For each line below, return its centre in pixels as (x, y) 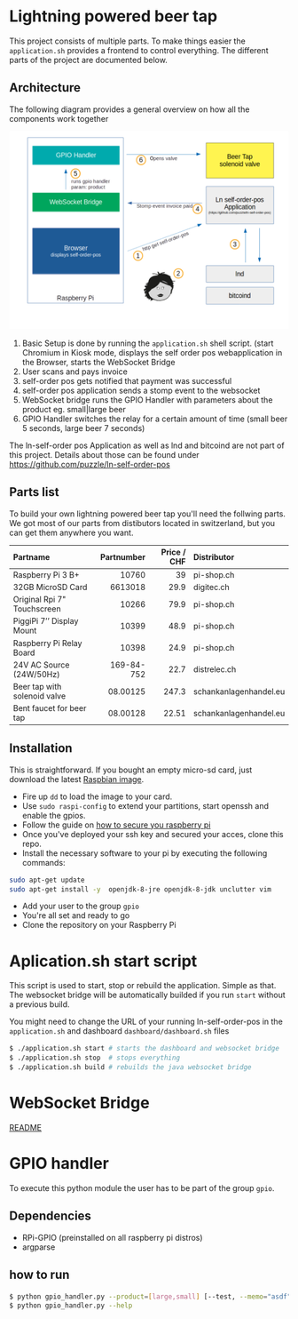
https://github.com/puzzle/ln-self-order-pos (90, 465)
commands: (43, 862)
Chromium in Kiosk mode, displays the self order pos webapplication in (152, 353)
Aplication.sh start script (103, 961)
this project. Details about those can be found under (104, 455)
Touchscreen (37, 609)
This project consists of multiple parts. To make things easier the (127, 41)
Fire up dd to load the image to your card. (97, 796)
